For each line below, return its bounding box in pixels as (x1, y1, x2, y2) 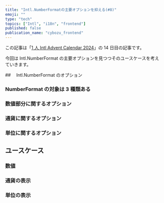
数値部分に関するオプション (5, 100, 72, 107)
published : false (5, 26, 41, 31)
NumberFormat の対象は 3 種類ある (5, 86, 91, 93)
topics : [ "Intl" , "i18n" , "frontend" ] (5, 21, 86, 26)
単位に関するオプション (5, 129, 61, 136)
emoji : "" (5, 12, 26, 17)
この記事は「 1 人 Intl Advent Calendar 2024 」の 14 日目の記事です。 (5, 45, 145, 50)
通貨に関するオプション (5, 115, 61, 122)
